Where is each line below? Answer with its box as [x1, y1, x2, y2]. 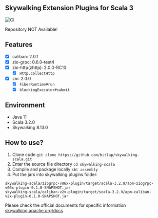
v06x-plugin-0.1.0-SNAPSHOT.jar [5, 185, 71, 190]
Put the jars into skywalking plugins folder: [12, 171, 98, 177]
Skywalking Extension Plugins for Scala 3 [5, 4, 134, 12]
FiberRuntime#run [19, 82, 55, 87]
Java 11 [12, 114, 27, 120]
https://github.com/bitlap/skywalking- [58, 153, 139, 157]
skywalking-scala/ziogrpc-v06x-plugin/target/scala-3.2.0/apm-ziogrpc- [5, 181, 154, 186]
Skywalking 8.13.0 [12, 124, 48, 130]
